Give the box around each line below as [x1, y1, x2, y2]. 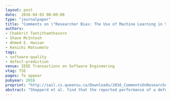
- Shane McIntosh [5, 36, 42, 41]
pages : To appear [5, 73, 42, 78]
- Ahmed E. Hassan [5, 40, 44, 45]
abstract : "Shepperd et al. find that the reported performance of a [5, 87, 156, 92]
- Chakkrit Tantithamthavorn [5, 31, 67, 36]
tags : [5, 49, 17, 55]
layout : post [5, 7, 33, 13]
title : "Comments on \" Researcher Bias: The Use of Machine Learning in [5, 21, 163, 27]
